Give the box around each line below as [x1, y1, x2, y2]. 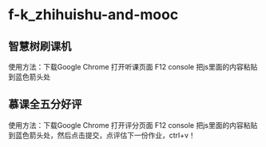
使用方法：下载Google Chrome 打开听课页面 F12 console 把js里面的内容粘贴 [8, 62, 258, 71]
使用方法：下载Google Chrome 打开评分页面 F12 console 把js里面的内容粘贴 [8, 120, 258, 129]
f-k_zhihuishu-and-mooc [8, 6, 179, 24]
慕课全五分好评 [8, 97, 82, 111]
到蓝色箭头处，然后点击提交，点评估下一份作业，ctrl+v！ [8, 130, 196, 140]
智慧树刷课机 [8, 39, 72, 53]
